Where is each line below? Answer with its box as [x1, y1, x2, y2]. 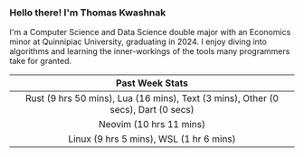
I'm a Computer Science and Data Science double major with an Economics [9, 27, 291, 38]
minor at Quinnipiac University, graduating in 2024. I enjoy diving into [9, 36, 267, 47]
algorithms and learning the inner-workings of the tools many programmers [9, 46, 290, 57]
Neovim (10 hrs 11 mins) [98, 118, 206, 131]
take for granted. [9, 56, 72, 67]
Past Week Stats [116, 77, 188, 89]
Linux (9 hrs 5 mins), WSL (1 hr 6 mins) [67, 133, 237, 145]
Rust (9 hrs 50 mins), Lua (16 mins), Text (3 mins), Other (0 [25, 92, 279, 105]
